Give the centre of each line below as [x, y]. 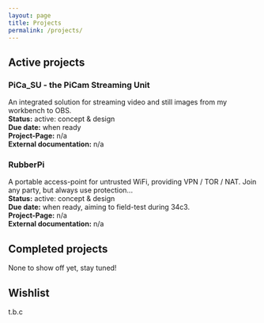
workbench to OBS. [40, 111]
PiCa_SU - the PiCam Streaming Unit [79, 85]
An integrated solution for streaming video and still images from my [118, 102]
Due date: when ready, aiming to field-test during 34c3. [99, 207]
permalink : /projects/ [45, 30]
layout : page [30, 15]
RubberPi [26, 165]
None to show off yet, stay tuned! [62, 268]
